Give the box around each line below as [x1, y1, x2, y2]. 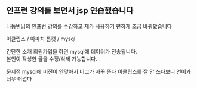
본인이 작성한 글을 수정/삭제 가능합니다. [6, 55, 97, 62]
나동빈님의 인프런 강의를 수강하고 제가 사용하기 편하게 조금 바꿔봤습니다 [6, 23, 172, 30]
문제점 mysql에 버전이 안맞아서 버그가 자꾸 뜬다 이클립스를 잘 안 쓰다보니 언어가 [6, 68, 191, 75]
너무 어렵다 [6, 75, 32, 82]
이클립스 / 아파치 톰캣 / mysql [6, 35, 76, 42]
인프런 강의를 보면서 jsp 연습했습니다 [6, 5, 134, 16]
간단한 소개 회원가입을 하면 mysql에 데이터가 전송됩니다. [6, 48, 137, 55]
